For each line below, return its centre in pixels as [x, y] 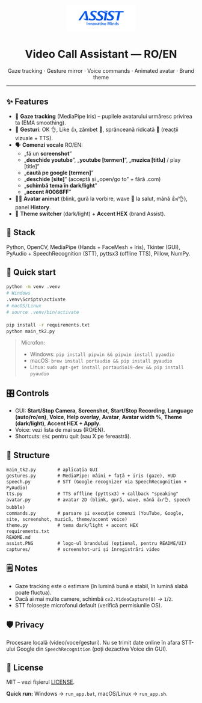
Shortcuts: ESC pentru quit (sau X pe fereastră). [73, 436]
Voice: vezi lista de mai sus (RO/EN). [60, 430]
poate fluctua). [33, 592]
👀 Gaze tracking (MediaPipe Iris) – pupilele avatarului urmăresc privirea [103, 116]
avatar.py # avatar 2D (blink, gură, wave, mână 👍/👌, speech [98, 500]
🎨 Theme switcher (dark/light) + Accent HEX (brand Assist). [90, 213]
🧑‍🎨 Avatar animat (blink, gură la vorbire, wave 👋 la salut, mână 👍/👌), [101, 198]
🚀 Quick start [31, 272]
